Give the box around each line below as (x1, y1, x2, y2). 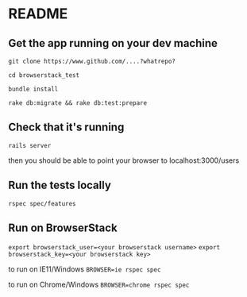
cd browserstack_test (8, 71, 80, 79)
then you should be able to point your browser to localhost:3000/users (8, 156, 240, 165)
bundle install (8, 85, 59, 93)
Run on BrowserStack (8, 222, 118, 235)
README (8, 5, 68, 23)
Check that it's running (8, 121, 125, 134)
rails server (8, 141, 52, 149)
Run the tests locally (8, 179, 111, 192)
